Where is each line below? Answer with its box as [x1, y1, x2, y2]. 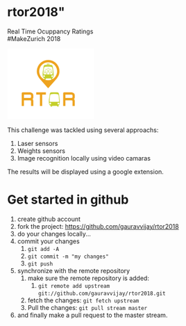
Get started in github [7, 192, 129, 207]
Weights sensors [17, 147, 66, 155]
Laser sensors [17, 139, 58, 147]
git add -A [27, 245, 60, 252]
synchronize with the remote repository [17, 266, 130, 275]
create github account [17, 215, 81, 223]
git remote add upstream [37, 282, 110, 289]
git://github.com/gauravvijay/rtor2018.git [37, 290, 166, 297]
